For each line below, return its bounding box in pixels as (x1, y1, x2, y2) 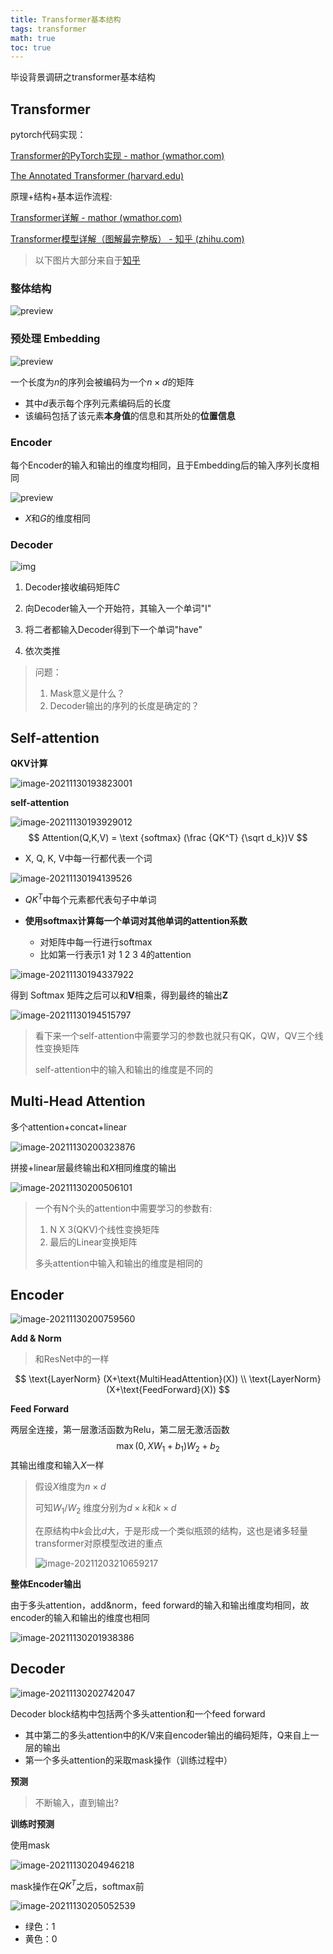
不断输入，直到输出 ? (34, 1796, 119, 1808)
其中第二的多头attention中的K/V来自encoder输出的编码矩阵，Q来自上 (24, 1729, 311, 1741)
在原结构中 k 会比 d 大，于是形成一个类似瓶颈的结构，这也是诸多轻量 (34, 1524, 309, 1536)
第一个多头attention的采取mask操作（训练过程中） (24, 1754, 233, 1766)
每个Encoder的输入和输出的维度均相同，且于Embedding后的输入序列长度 (10, 459, 311, 471)
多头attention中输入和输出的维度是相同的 (34, 1257, 203, 1269)
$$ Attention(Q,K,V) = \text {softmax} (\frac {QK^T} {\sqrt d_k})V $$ (28, 832, 308, 844)
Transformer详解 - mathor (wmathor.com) (10, 212, 183, 224)
